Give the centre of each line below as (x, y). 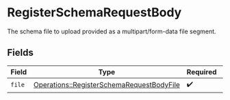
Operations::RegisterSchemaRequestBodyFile (106, 85)
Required (202, 71)
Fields (21, 53)
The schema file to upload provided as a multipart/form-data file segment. (112, 31)
